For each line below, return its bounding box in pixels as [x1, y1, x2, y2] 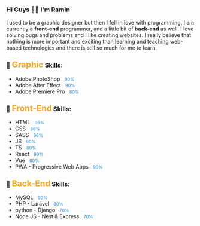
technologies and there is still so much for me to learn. [23, 44, 157, 51]
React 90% [14, 150, 44, 157]
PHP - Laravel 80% [14, 200, 64, 207]
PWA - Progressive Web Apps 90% [14, 163, 103, 170]
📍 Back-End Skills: [6, 178, 70, 188]
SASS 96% [14, 131, 44, 138]
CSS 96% [14, 125, 40, 132]
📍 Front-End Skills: [6, 103, 72, 113]
